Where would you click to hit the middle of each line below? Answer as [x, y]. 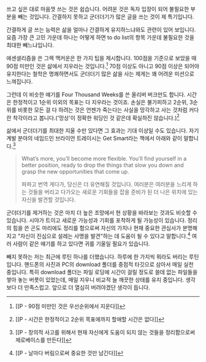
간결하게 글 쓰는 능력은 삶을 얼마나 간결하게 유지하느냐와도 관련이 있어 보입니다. [101, 30]
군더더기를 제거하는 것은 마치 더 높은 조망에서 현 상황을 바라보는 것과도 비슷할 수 [102, 212]
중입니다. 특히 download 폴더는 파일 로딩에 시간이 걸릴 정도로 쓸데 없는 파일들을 [102, 272]
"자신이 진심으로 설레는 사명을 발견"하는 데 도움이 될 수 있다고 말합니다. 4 [104, 235]
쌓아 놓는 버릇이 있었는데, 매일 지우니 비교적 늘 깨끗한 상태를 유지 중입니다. [95, 279]
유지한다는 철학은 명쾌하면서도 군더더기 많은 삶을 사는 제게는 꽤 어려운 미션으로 [101, 74]
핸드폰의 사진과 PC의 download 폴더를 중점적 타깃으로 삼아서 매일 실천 [109, 264]
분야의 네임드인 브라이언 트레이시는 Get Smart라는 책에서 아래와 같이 [100, 138]
